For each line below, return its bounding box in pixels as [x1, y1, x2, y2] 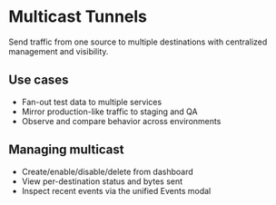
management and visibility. [8, 45, 109, 56]
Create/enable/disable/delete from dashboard [21, 166, 194, 177]
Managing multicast [8, 142, 124, 158]
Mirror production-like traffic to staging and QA [21, 106, 198, 117]
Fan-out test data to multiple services [21, 96, 163, 107]
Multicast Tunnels [8, 6, 147, 27]
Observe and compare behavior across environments [21, 115, 222, 126]
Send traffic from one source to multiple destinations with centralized [8, 36, 268, 47]
